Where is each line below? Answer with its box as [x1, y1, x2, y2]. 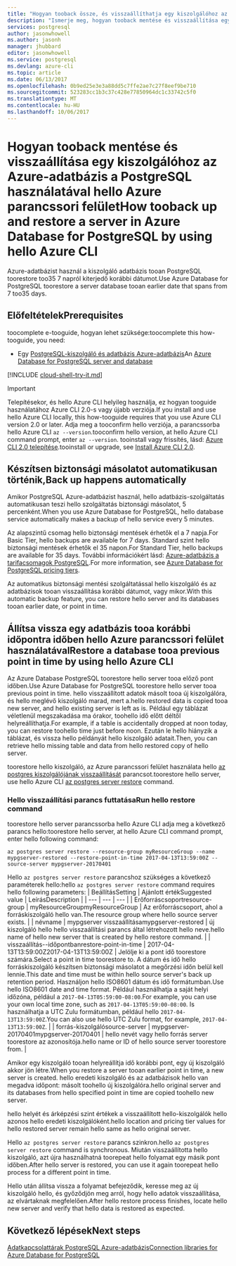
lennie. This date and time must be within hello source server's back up [7, 970, 212, 979]
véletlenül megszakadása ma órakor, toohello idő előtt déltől [7, 711, 181, 720]
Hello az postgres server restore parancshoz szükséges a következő [7, 873, 211, 882]
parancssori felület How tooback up [7, 198, 218, 215]
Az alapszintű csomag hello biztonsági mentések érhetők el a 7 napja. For [7, 528, 219, 537]
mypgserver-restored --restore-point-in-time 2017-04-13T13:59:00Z [7, 854, 209, 862]
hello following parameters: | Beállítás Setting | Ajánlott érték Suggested [7, 888, 212, 897]
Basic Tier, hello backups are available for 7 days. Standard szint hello [7, 536, 210, 545]
